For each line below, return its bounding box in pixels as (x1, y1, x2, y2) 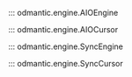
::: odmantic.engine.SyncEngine (8, 41, 124, 52)
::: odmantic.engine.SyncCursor (8, 59, 124, 68)
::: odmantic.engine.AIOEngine (8, 8, 119, 17)
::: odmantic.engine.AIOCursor (8, 24, 119, 34)
